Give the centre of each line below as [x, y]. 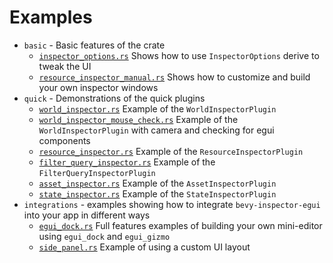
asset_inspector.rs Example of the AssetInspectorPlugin [157, 183]
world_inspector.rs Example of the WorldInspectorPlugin [157, 108]
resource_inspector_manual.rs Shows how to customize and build [174, 77]
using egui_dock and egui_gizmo [104, 236]
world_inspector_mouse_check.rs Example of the [138, 119]
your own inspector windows [98, 87]
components [64, 140]
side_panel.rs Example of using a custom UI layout [144, 247]
